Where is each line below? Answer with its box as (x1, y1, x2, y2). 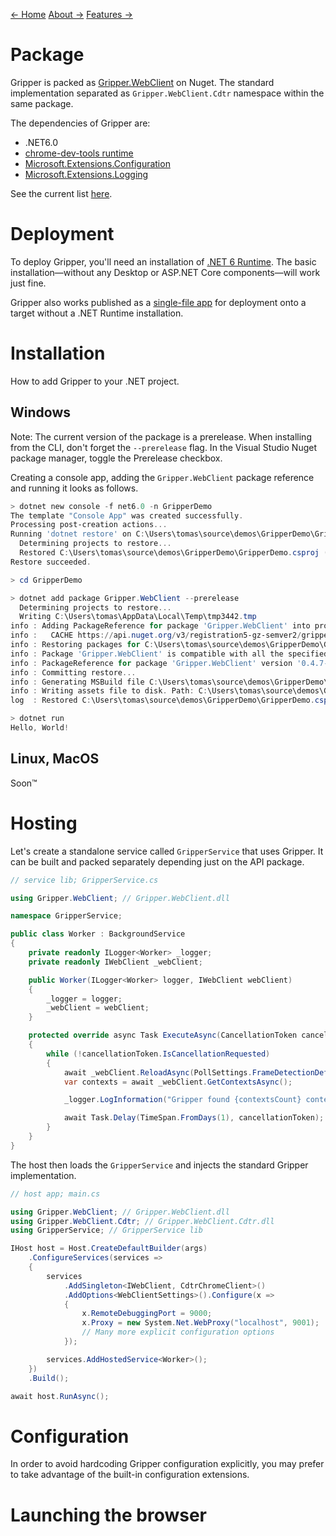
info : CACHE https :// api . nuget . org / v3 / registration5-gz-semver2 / (10, 630, 302, 641)
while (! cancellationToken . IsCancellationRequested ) (46, 1049, 271, 1059)
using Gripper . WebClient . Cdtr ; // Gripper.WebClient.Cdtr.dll (10, 1216, 275, 1226)
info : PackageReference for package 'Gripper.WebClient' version (10, 658, 293, 668)
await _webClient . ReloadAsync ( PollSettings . (63, 1067, 253, 1078)
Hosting (10, 812, 78, 834)
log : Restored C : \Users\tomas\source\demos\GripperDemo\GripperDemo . (10, 695, 315, 706)
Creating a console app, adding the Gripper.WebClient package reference (10, 471, 315, 483)
